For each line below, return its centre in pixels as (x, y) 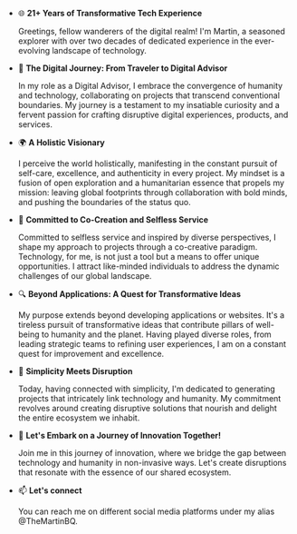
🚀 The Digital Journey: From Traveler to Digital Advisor (123, 68)
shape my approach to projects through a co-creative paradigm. (138, 247)
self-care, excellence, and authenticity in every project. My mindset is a (151, 173)
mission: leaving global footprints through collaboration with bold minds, (153, 193)
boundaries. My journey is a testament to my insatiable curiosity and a (149, 105)
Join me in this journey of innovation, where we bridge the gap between (152, 453)
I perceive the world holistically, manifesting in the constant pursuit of (148, 163)
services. (35, 124)
